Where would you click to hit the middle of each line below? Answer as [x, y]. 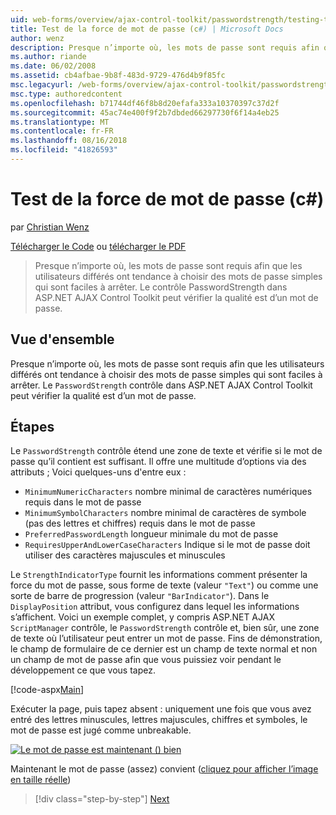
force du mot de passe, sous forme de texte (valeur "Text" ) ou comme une [164, 585]
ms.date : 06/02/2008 [53, 66]
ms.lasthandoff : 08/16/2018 [69, 141]
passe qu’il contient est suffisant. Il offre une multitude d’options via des [158, 462]
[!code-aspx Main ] [47, 690]
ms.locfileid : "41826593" [64, 150]
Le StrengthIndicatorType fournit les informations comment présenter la [159, 575]
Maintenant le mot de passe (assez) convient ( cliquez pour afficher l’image [164, 769]
